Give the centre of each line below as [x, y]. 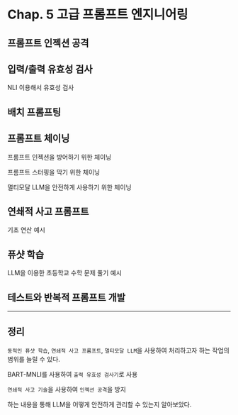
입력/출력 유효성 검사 [50, 69]
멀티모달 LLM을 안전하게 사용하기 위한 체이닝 [70, 187]
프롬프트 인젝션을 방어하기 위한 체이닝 [59, 157]
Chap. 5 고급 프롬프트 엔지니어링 [98, 15]
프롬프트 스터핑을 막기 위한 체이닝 [54, 172]
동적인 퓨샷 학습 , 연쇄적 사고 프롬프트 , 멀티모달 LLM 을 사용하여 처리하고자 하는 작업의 [119, 350]
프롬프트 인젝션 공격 [48, 43]
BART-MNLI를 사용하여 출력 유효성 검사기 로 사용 [73, 374]
